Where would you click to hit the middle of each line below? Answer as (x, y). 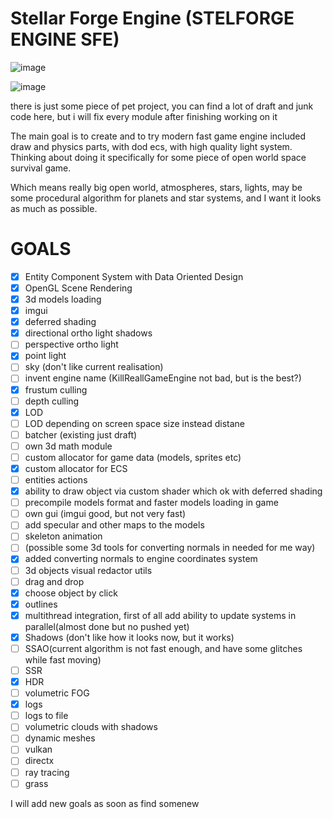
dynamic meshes (60, 738)
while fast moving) (63, 659)
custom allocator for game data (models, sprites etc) (133, 457)
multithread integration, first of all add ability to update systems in (160, 615)
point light (45, 356)
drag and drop (54, 581)
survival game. (41, 168)
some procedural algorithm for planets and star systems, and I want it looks (166, 198)
